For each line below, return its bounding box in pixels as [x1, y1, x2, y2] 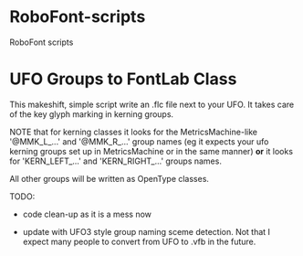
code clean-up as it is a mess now [22, 208, 152, 219]
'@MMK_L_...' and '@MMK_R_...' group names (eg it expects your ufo [9, 135, 269, 147]
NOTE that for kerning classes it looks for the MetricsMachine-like [9, 126, 258, 137]
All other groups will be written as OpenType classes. [9, 173, 210, 184]
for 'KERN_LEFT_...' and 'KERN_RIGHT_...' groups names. [9, 155, 222, 166]
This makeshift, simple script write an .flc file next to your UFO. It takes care [9, 99, 295, 110]
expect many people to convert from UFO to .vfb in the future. [22, 236, 256, 247]
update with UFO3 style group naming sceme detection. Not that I [22, 226, 271, 237]
